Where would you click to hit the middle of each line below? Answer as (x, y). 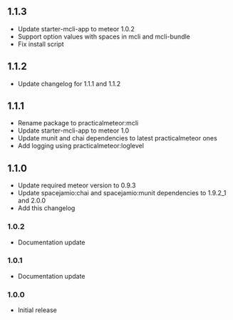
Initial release (37, 310)
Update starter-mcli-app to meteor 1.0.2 (76, 29)
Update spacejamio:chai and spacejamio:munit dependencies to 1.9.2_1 (122, 193)
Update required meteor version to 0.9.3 (77, 185)
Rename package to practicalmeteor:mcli (78, 123)
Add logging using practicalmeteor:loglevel (81, 146)
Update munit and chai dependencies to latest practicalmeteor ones (117, 138)
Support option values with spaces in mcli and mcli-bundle (104, 36)
